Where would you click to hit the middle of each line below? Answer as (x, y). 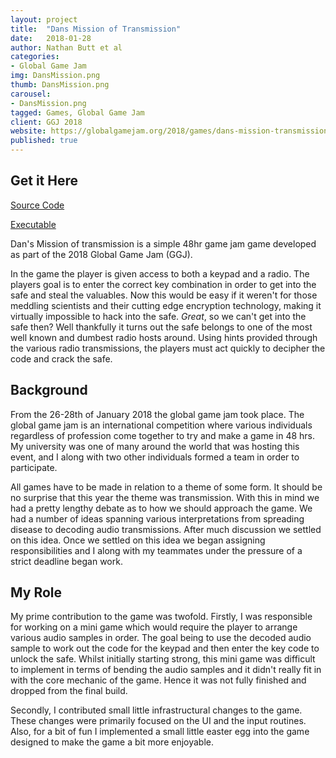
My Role (36, 592)
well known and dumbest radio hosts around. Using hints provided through (164, 337)
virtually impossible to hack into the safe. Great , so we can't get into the (158, 316)
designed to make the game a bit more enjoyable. (112, 742)
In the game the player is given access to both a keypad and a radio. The (160, 273)
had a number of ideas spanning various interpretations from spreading (157, 518)
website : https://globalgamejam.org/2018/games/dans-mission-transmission (169, 131)
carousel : (31, 94)
